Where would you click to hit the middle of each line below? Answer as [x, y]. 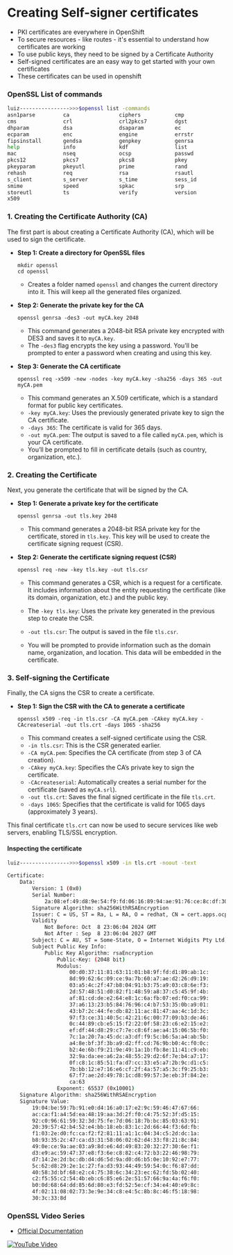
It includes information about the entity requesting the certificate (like [127, 590]
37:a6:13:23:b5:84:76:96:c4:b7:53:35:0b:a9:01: [139, 1005]
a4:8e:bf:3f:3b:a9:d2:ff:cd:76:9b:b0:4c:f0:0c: [139, 1043]
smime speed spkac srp [96, 186]
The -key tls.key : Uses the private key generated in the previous [121, 611]
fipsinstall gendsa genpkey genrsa [101, 141]
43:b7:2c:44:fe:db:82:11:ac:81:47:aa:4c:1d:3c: [139, 1011]
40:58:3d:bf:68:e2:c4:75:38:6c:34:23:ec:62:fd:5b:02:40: [116, 1172]
